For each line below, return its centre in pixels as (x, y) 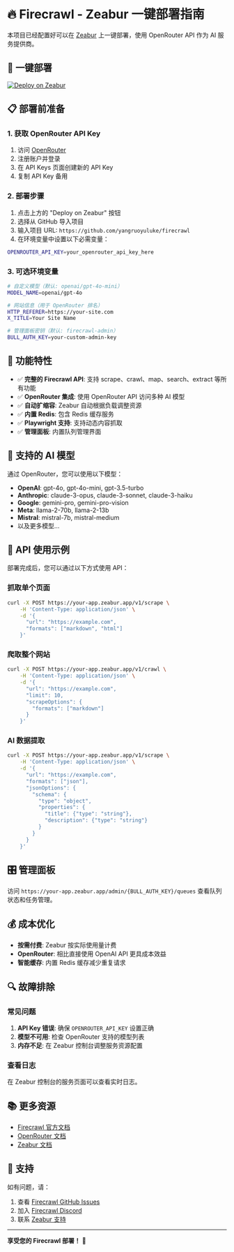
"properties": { (62, 808)
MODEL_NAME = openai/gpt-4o (45, 293)
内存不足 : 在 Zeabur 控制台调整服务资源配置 (80, 1045)
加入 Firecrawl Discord (49, 1210)
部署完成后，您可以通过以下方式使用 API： (68, 568)
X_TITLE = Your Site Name (42, 319)
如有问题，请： (29, 1187)
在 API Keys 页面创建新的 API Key (65, 168)
